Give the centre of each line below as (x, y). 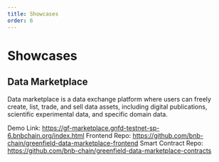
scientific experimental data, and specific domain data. (88, 114)
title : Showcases (33, 14)
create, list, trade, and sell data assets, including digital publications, (107, 107)
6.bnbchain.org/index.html (46, 135)
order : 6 (20, 21)
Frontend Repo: (108, 135)
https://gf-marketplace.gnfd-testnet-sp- (101, 128)
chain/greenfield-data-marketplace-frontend (73, 143)
